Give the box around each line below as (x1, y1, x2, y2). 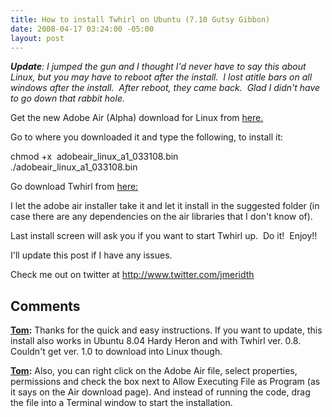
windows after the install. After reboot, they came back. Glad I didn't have (10, 82, 321, 94)
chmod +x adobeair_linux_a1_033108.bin (10, 151, 179, 163)
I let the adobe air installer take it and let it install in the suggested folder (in (10, 200, 320, 212)
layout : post (10, 33, 65, 43)
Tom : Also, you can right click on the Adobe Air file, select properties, (10, 365, 298, 377)
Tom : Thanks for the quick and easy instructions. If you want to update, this (10, 324, 323, 336)
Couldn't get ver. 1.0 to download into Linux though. (10, 346, 223, 358)
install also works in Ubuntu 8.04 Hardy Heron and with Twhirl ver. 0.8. (10, 335, 302, 347)
